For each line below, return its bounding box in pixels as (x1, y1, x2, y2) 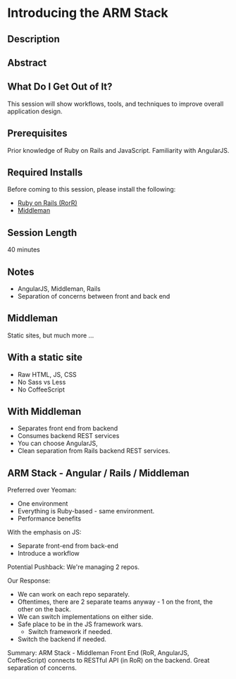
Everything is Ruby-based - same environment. (17, 507, 155, 516)
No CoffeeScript (17, 385, 65, 394)
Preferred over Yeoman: (7, 486, 77, 494)
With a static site (7, 351, 83, 363)
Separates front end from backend (17, 424, 118, 432)
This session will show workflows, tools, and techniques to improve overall (7, 99, 224, 108)
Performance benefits (17, 514, 82, 523)
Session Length (7, 227, 77, 239)
